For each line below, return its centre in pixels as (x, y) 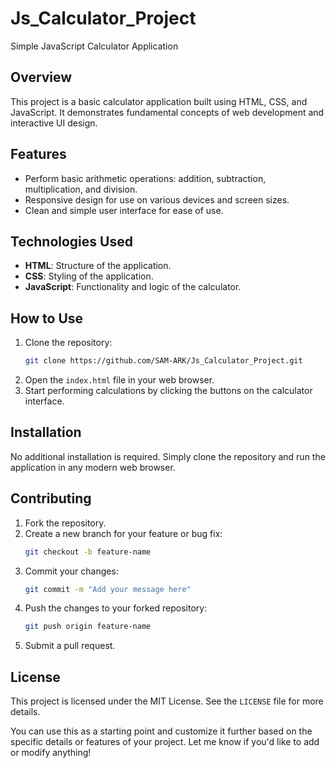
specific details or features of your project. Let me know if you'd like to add (165, 742)
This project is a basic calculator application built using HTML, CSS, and (159, 101)
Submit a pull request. (70, 646)
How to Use (47, 318)
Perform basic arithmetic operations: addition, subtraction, (145, 178)
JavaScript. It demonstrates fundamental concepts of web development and (167, 112)
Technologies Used (71, 241)
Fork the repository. (65, 523)
